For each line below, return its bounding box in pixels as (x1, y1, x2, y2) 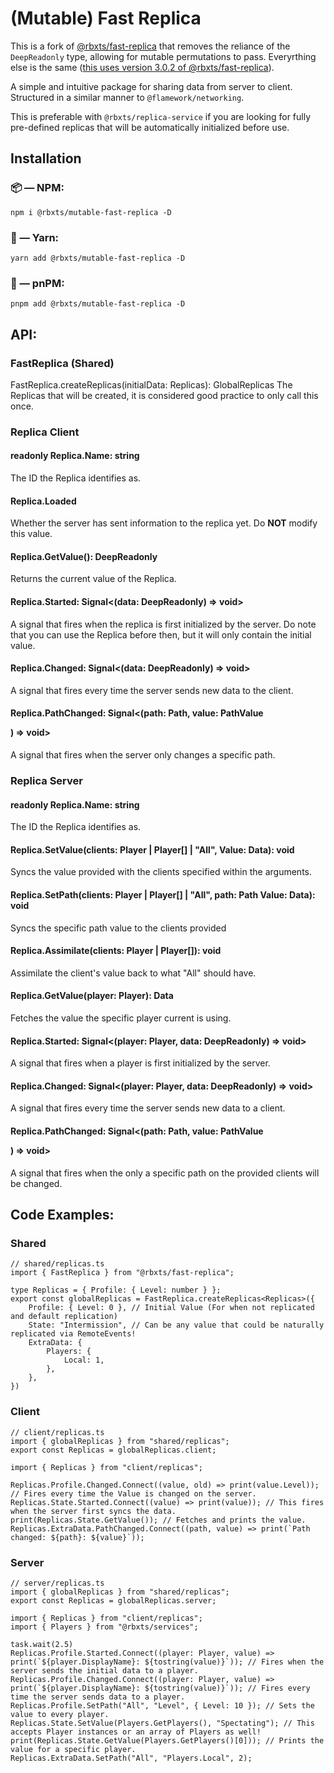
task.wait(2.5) (10, 1639, 74, 1649)
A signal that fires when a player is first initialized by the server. (10, 1057, 271, 1069)
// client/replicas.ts (10, 1427, 105, 1437)
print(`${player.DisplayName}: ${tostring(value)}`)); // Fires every (10, 1683, 311, 1693)
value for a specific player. (10, 1744, 137, 1754)
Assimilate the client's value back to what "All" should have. (10, 967, 257, 979)
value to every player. (10, 1709, 110, 1719)
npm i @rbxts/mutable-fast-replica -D (10, 207, 172, 217)
